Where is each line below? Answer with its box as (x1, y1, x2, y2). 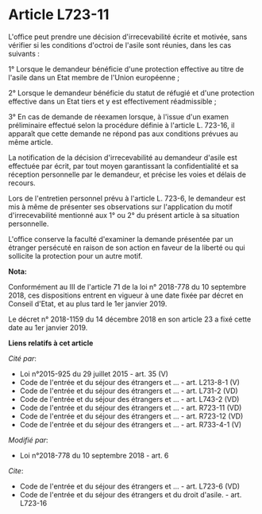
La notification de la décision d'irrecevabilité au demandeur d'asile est (8, 153, 238, 162)
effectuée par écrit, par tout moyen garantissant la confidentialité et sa (8, 161, 239, 170)
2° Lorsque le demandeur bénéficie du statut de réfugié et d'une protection (8, 88, 255, 97)
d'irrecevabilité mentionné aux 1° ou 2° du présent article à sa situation (8, 210, 240, 220)
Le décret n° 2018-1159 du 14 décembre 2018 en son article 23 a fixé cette (8, 314, 252, 324)
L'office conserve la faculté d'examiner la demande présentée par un (8, 234, 233, 243)
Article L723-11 (8, 6, 110, 24)
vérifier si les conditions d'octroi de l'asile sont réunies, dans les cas (8, 40, 232, 49)
